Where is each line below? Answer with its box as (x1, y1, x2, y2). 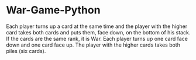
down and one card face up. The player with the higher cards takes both (6, 41, 180, 48)
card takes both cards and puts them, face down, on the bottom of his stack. (6, 29, 191, 36)
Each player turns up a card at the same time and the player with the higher (6, 23, 188, 30)
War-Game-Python (6, 3, 101, 17)
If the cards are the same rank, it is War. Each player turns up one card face (6, 35, 188, 42)
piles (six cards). (6, 47, 46, 54)
